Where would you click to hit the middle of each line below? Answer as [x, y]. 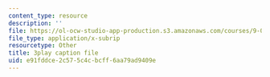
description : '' [35, 23]
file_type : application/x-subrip [64, 38]
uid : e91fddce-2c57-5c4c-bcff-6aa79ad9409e [82, 61]
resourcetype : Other [43, 46]
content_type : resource [48, 16]
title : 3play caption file [53, 53]
